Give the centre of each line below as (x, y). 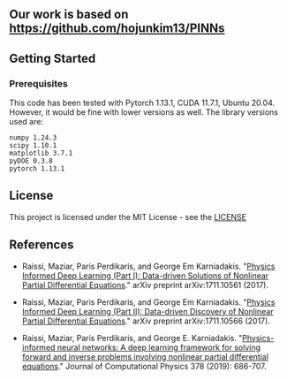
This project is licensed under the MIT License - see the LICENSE (128, 217)
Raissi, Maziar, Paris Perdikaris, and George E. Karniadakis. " (132, 338)
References (42, 245)
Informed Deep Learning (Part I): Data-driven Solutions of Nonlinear (145, 275)
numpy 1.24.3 (33, 138)
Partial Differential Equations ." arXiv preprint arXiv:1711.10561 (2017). (145, 285)
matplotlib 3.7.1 (41, 154)
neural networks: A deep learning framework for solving (159, 347)
